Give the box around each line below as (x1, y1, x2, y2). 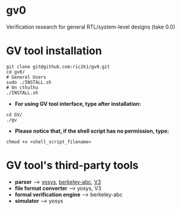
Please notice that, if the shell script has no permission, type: (14, 127, 169, 134)
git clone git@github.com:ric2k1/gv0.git (6, 64, 110, 70)
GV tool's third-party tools (6, 159, 139, 173)
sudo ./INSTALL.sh (6, 79, 52, 85)
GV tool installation (6, 44, 102, 58)
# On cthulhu (6, 84, 39, 90)
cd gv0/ (6, 69, 26, 75)
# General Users (6, 74, 46, 80)
